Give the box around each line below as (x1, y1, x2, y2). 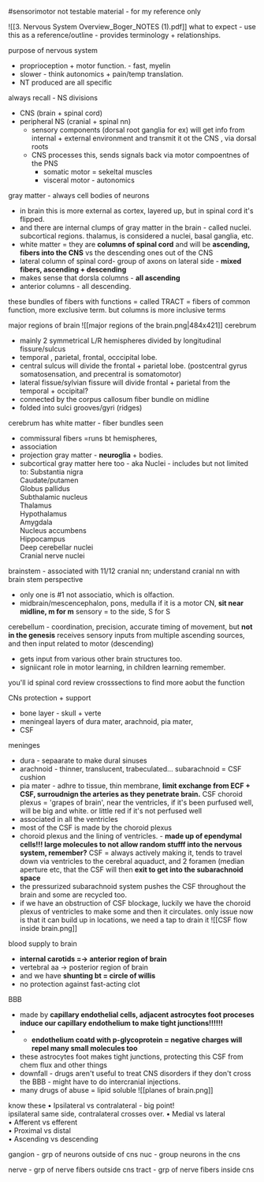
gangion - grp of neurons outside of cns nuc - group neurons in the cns (8, 1150, 240, 1159)
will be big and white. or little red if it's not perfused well (19, 806, 203, 816)
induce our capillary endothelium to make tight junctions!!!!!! (19, 1019, 223, 1027)
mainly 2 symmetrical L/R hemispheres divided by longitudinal (19, 336, 221, 345)
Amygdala (19, 517, 53, 527)
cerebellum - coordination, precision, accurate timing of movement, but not (8, 622, 253, 631)
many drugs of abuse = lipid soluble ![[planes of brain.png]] (19, 1086, 214, 1094)
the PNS (31, 159, 59, 168)
